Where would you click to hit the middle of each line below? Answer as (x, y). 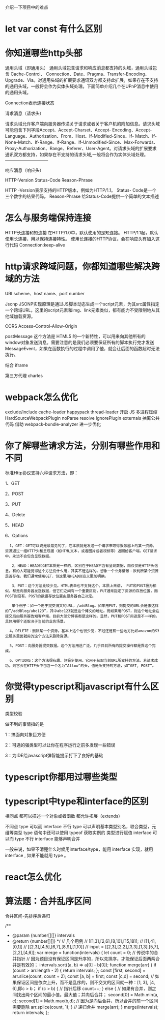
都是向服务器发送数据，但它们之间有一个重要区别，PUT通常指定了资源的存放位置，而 (85, 591)
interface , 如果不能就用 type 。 (37, 855)
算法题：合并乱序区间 (48, 901)
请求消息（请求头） (25, 113)
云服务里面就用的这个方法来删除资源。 (38, 636)
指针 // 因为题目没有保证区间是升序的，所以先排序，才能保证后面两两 (86, 959)
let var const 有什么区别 (54, 29)
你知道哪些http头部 (44, 53)
